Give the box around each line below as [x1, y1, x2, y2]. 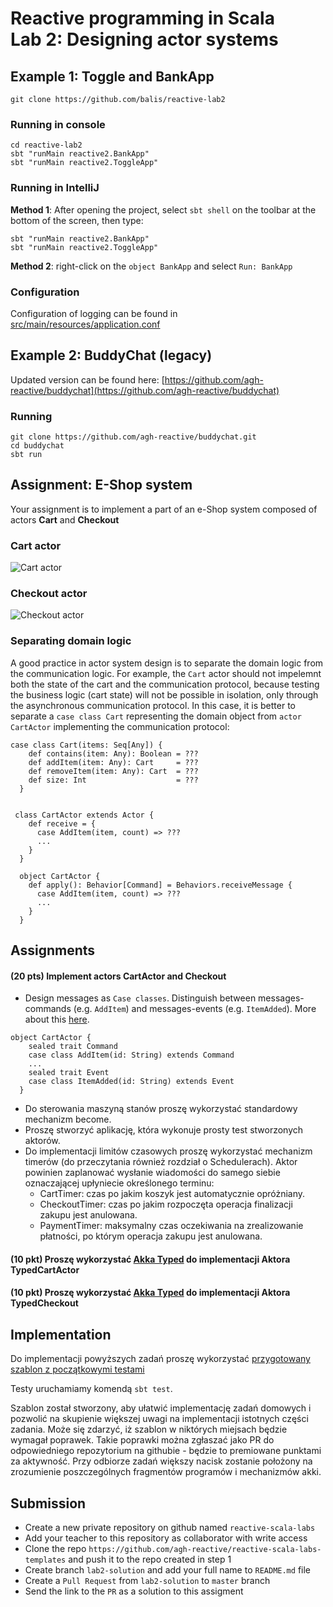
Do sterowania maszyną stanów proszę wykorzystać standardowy [24, 1103, 298, 1115]
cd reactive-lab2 [10, 140, 83, 151]
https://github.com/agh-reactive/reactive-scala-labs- [88, 1545, 322, 1555]
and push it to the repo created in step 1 [68, 1553, 232, 1566]
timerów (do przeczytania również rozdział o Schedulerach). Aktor [24, 1156, 298, 1168]
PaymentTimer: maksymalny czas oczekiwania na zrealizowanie [39, 1220, 304, 1232]
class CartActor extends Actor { [14, 810, 155, 820]
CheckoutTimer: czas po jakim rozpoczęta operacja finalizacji [39, 1198, 293, 1211]
